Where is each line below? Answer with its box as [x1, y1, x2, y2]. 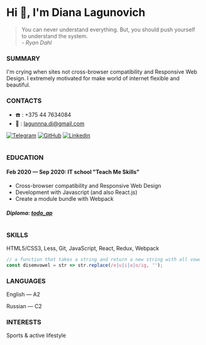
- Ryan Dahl [21, 39, 52, 46]
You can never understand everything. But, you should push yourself [21, 26, 196, 33]
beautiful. [6, 81, 31, 88]
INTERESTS [6, 318, 42, 327]
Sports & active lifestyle [6, 331, 66, 339]
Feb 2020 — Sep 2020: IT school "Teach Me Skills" [6, 168, 140, 176]
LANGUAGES [6, 276, 46, 285]
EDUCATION [6, 153, 44, 161]
